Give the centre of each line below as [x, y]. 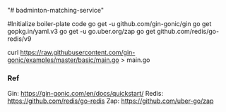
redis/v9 [19, 39]
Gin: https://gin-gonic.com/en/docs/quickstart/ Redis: [85, 94]
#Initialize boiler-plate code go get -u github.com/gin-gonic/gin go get [109, 24]
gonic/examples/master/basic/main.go [64, 60]
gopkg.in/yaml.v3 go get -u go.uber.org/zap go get [81, 31]
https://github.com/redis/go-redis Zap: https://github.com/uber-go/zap [111, 101]
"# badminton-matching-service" [56, 10]
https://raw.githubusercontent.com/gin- [78, 52]
